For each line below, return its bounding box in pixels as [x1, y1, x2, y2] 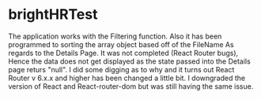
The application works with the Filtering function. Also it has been [8, 31, 222, 41]
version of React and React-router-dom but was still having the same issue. [8, 81, 254, 91]
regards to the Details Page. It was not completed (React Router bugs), [8, 48, 239, 57]
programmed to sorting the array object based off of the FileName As [8, 39, 235, 49]
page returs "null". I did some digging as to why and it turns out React [8, 64, 235, 74]
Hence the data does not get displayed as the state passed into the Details [8, 57, 251, 66]
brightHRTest [8, 5, 98, 24]
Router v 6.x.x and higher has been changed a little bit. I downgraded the [8, 73, 246, 82]
